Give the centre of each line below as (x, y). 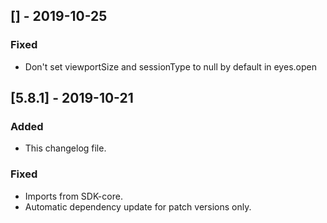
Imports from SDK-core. (73, 196)
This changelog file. (65, 148)
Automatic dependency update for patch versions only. (138, 206)
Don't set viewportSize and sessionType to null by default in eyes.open (170, 66)
